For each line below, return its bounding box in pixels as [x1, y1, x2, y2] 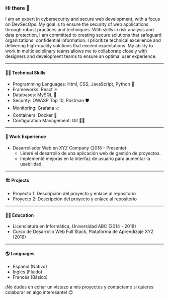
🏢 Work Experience [5, 133, 46, 140]
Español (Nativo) [12, 264, 47, 270]
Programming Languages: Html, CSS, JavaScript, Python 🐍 [12, 81, 135, 87]
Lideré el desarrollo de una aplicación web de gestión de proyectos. [20, 150, 161, 156]
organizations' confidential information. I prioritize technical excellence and [5, 37, 161, 43]
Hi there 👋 [5, 5, 30, 12]
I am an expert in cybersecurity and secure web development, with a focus [5, 16, 160, 22]
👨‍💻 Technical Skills [5, 69, 46, 76]
